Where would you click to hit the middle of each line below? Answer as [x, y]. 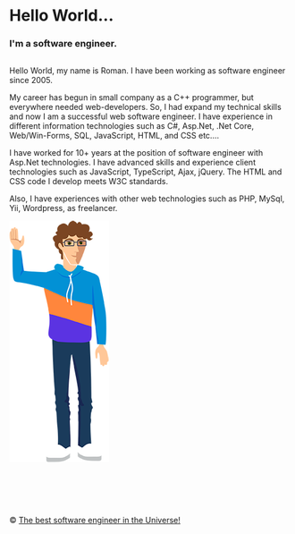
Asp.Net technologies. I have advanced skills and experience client [133, 163]
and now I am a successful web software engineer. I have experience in [141, 116]
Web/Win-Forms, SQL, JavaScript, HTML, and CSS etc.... [114, 136]
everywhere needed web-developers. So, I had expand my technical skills [145, 107]
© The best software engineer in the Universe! [95, 521]
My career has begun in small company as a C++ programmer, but [132, 97]
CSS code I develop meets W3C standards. [89, 182]
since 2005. [31, 81]
